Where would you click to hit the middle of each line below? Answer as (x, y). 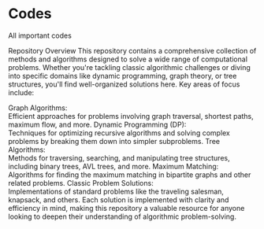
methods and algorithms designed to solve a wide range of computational (128, 59)
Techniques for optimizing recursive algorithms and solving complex (119, 133)
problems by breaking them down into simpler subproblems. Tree (114, 141)
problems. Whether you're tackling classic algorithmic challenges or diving (129, 67)
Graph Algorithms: (38, 108)
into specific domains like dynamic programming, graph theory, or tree (123, 76)
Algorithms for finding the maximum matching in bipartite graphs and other (130, 175)
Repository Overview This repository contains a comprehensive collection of (132, 50)
